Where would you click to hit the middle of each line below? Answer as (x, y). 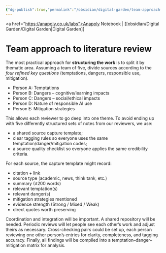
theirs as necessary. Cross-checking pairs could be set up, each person (79, 229)
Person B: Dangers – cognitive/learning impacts (61, 93)
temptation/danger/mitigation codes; (50, 143)
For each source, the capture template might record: (59, 163)
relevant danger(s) (32, 194)
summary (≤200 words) (37, 183)
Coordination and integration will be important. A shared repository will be (81, 219)
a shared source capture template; (48, 133)
